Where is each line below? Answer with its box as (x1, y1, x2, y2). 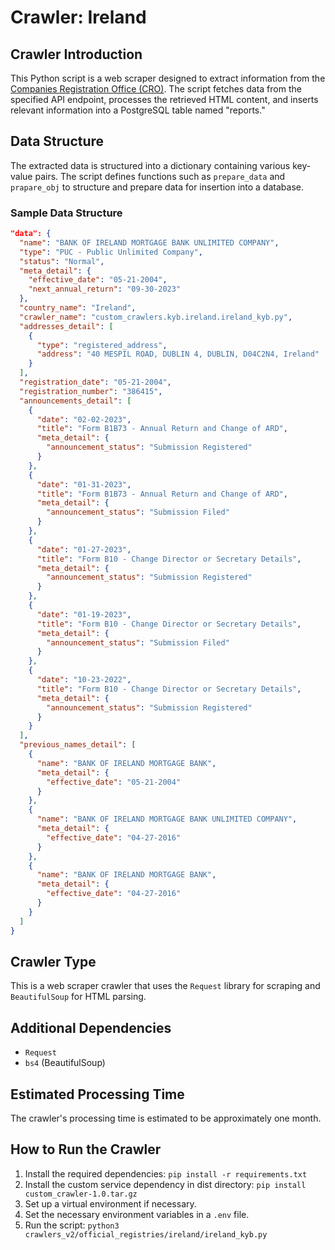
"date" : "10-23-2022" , (36, 675, 132, 685)
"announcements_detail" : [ (19, 396, 132, 406)
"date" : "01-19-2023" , (36, 609, 132, 620)
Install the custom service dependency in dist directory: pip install (24, 1178, 307, 1190)
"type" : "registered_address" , (36, 340, 168, 350)
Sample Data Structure (10, 206, 123, 220)
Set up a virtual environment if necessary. (24, 1197, 197, 1210)
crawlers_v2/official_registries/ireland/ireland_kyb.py (24, 1229, 268, 1240)
